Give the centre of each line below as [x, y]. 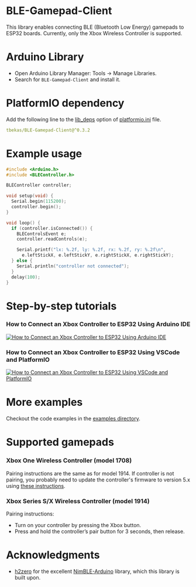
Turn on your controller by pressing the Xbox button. [78, 525]
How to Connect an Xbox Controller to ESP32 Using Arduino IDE [98, 324]
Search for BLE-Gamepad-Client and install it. [68, 79]
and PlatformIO [28, 359]
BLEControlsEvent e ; [42, 234]
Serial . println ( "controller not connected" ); [73, 266]
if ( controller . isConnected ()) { [52, 228]
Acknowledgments [53, 555]
